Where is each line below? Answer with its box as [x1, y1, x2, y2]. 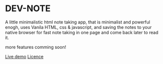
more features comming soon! [5, 44, 66, 50]
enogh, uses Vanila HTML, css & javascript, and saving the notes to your [5, 24, 152, 30]
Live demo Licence [5, 53, 44, 59]
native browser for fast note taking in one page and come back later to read [5, 29, 159, 35]
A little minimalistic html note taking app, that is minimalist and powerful [5, 19, 150, 25]
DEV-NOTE [5, 3, 51, 14]
